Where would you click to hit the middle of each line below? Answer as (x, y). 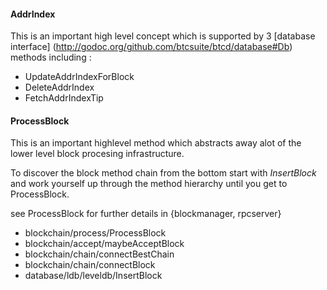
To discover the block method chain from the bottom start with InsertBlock (163, 173)
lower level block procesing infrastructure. (97, 154)
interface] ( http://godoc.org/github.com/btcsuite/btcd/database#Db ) (151, 47)
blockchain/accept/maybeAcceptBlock (104, 244)
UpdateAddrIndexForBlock (79, 77)
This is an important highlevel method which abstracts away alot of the (156, 143)
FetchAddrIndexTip (64, 98)
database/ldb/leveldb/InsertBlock (93, 276)
